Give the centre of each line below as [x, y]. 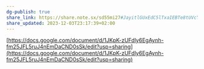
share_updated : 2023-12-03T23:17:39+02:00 [61, 23]
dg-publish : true [28, 12]
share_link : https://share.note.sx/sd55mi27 [63, 18]
